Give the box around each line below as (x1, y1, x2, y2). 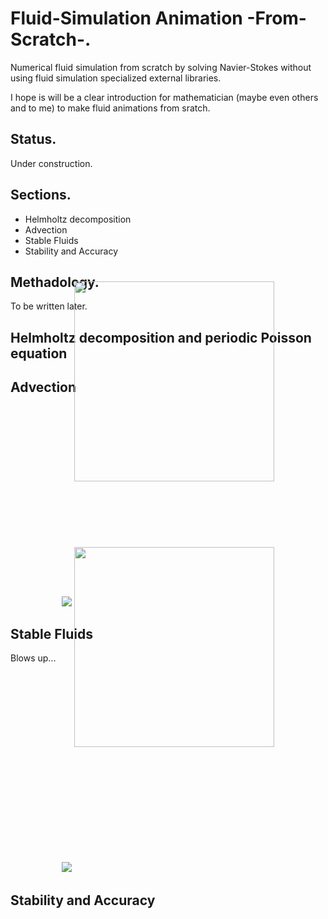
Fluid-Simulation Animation (10, 7, 243, 30)
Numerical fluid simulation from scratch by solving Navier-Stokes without (10, 61, 312, 73)
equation (10, 345, 68, 362)
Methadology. (10, 273, 100, 291)
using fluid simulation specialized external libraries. (10, 72, 222, 84)
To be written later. (10, 300, 88, 312)
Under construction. (10, 157, 93, 169)
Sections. (10, 187, 72, 204)
